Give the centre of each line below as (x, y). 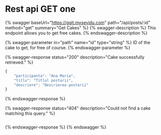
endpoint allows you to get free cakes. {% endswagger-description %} (76, 33)
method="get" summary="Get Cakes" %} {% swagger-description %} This (81, 27)
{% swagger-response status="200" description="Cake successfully (75, 57)
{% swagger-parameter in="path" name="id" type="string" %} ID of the (78, 42)
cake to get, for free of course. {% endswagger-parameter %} (68, 47)
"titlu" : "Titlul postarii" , (44, 80)
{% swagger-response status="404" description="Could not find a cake (78, 108)
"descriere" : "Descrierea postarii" (51, 85)
